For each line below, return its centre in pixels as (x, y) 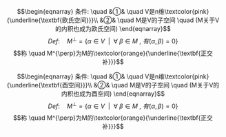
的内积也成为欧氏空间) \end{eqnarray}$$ (113, 29)
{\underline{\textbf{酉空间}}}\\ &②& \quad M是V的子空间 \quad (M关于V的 (113, 85)
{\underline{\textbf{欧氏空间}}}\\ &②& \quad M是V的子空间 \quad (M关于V (113, 20)
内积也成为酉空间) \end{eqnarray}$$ (113, 94)
